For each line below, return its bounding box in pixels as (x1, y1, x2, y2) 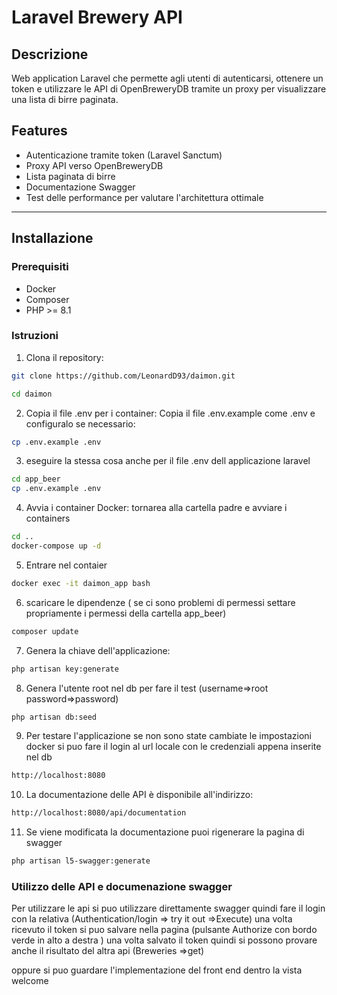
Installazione (11, 230, 94, 247)
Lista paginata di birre (25, 170, 116, 182)
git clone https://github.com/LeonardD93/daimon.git (11, 371, 236, 381)
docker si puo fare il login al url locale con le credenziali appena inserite (25, 741, 322, 753)
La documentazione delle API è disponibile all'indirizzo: (25, 789, 254, 801)
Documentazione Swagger (25, 181, 136, 193)
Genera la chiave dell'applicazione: (25, 644, 171, 656)
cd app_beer (11, 474, 61, 485)
